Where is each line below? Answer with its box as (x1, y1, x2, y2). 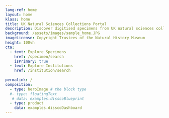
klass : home (5, 17, 30, 22)
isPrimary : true (14, 59, 49, 64)
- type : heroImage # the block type (10, 86, 87, 92)
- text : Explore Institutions (10, 63, 73, 68)
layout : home (5, 12, 33, 17)
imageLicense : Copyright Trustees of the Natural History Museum (5, 36, 145, 41)
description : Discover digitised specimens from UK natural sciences (5, 26, 154, 31)
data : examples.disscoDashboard (14, 105, 82, 110)
